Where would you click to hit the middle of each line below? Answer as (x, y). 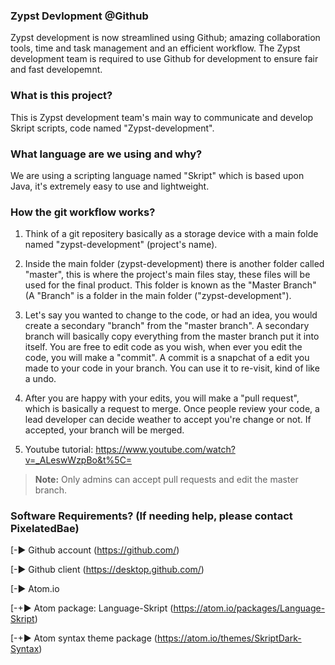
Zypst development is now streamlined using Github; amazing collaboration (165, 38)
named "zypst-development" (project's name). (121, 245)
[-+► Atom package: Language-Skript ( (92, 608)
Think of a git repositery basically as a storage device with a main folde (171, 234)
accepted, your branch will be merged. (104, 430)
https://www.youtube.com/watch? (165, 450)
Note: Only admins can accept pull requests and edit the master (166, 480)
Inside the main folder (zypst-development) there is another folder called (174, 264)
